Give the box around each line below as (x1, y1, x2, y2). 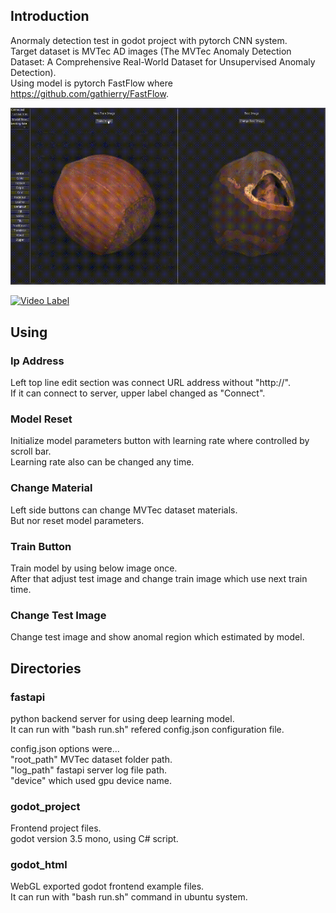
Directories (10, 660, 82, 677)
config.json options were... (10, 742, 120, 754)
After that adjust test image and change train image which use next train (10, 572, 308, 584)
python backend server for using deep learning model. (10, 712, 235, 724)
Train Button (10, 539, 72, 553)
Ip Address (10, 354, 65, 368)
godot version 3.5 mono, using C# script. (10, 833, 179, 845)
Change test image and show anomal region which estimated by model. (10, 631, 305, 643)
